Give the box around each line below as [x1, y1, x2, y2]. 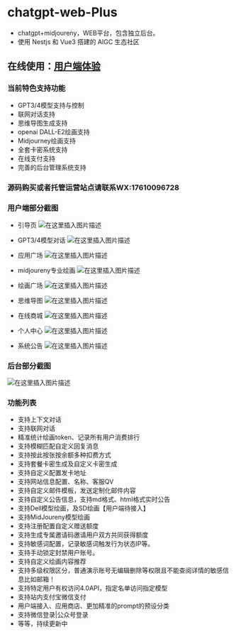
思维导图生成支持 [17, 119, 68, 127]
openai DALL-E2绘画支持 [17, 127, 90, 136]
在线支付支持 [17, 154, 55, 163]
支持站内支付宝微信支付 [17, 593, 86, 601]
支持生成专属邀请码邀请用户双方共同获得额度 [17, 530, 149, 540]
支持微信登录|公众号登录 [17, 611, 89, 619]
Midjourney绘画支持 [17, 136, 76, 145]
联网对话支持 [17, 109, 55, 118]
